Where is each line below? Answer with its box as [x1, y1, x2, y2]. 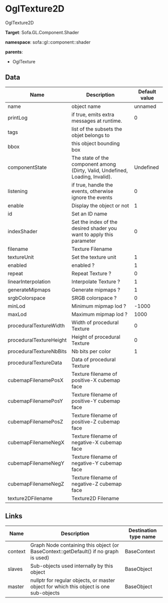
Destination [128, 527, 157, 534]
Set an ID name [71, 210, 107, 217]
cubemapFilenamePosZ [7, 418, 63, 425]
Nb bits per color [71, 348, 111, 355]
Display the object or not [71, 202, 129, 209]
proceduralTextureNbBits [7, 348, 67, 355]
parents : [5, 49, 23, 55]
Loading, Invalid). [71, 173, 112, 180]
